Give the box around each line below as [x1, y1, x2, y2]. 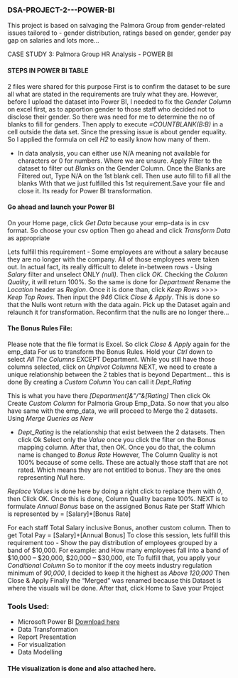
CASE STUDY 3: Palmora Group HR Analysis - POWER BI [7, 50, 173, 58]
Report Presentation [17, 633, 77, 641]
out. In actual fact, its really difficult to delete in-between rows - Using [7, 262, 212, 271]
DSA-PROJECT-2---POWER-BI [7, 5, 115, 15]
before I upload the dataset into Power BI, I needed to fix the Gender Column [7, 97, 232, 106]
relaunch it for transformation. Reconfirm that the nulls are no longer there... [7, 308, 229, 316]
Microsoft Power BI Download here [17, 618, 120, 626]
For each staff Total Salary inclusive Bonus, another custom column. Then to [7, 523, 231, 532]
